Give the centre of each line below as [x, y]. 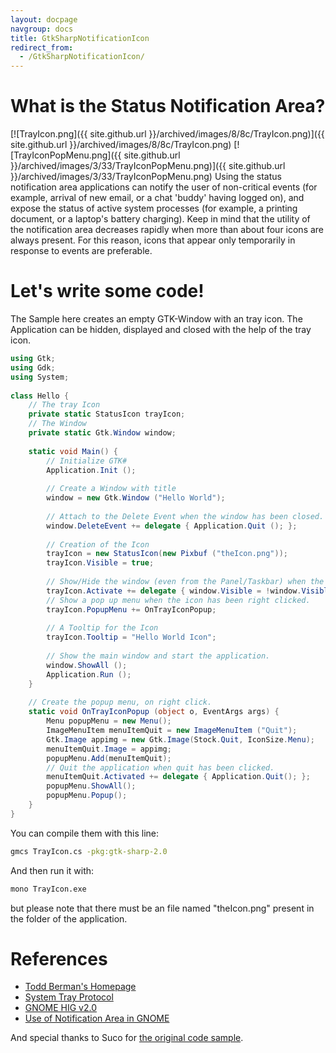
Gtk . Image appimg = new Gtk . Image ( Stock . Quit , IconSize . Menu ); [180, 739]
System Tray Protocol [69, 997]
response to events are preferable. [81, 251]
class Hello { [40, 396]
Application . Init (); [91, 470]
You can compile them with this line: [85, 833]
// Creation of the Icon [98, 544]
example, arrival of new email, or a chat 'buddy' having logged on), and [157, 198]
